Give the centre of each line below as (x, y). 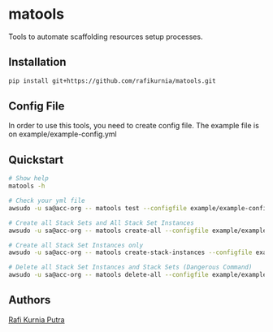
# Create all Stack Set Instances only (76, 245)
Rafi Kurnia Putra (37, 319)
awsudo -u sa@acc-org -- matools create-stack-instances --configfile (130, 252)
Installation (37, 62)
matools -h (27, 186)
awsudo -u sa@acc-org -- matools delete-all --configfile (108, 275)
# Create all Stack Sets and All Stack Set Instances (102, 223)
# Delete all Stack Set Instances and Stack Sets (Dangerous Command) (130, 267)
